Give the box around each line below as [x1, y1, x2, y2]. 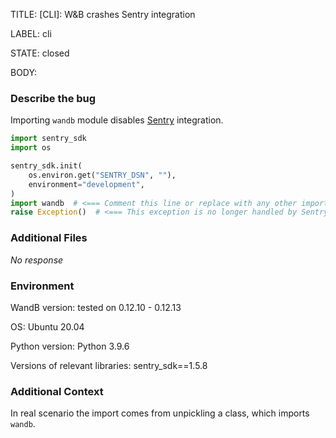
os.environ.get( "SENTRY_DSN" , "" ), [28, 170, 177, 180]
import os [10, 143, 52, 153]
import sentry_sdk [10, 134, 87, 144]
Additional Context [10, 384, 104, 398]
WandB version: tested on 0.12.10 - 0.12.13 [10, 301, 182, 313]
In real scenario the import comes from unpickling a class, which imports [10, 407, 310, 419]
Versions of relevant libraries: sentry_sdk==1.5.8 [10, 359, 208, 371]
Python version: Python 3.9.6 [10, 340, 130, 352]
